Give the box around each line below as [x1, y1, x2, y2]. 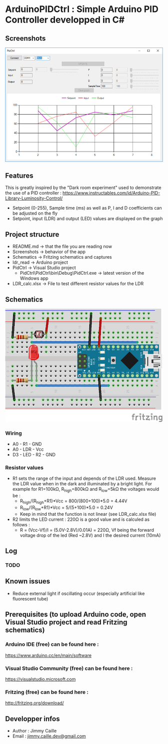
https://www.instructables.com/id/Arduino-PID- [62, 190, 160, 196]
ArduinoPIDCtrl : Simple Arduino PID [5, 4, 158, 15]
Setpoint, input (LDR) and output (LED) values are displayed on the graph [12, 216, 163, 222]
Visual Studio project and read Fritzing [5, 618, 127, 626]
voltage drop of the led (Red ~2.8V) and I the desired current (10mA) [19, 532, 161, 538]
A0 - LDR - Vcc [12, 446, 44, 452]
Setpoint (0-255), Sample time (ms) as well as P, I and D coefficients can [12, 205, 162, 211]
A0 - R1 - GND [12, 441, 42, 447]
